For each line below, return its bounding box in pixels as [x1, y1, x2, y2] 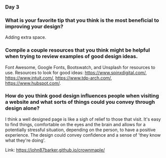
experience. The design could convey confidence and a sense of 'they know [5, 132, 161, 138]
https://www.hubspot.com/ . [5, 80, 61, 86]
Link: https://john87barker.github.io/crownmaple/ [5, 147, 105, 153]
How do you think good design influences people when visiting [5, 92, 159, 99]
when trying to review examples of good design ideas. [5, 53, 138, 60]
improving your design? [5, 23, 63, 30]
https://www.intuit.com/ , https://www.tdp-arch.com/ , [5, 75, 112, 80]
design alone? [5, 105, 40, 112]
